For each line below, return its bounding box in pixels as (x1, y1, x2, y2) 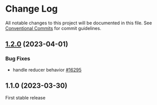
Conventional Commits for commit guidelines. (5, 25, 101, 31)
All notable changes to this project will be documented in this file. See (5, 20, 152, 26)
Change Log (5, 3, 58, 15)
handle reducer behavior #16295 (12, 66, 82, 73)
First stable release (5, 95, 46, 101)
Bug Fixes (5, 55, 31, 62)
